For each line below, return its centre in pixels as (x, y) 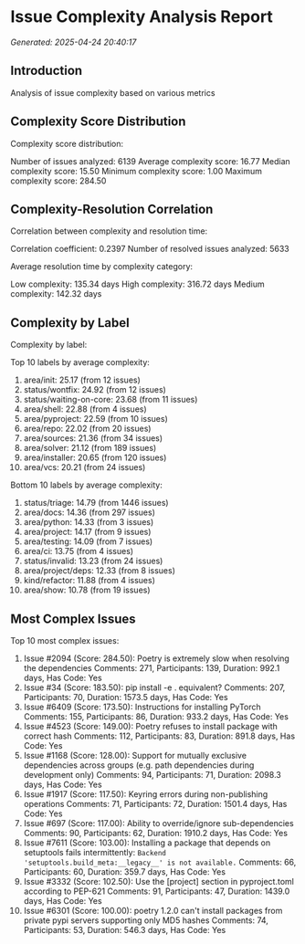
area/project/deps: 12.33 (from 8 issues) (100, 571)
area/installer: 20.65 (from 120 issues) (95, 457)
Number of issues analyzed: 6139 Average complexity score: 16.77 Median (150, 161)
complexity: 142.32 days (56, 294)
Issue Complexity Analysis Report (142, 17)
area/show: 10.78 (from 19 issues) (87, 590)
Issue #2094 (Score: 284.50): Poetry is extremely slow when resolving (157, 658)
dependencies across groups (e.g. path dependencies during (139, 765)
